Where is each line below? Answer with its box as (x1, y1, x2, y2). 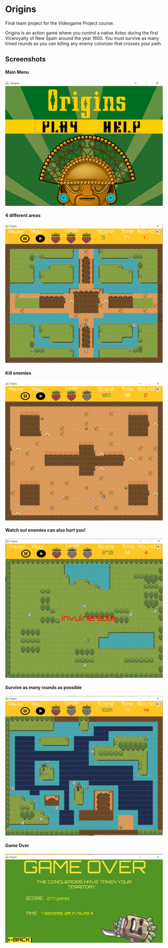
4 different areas (5, 212, 41, 219)
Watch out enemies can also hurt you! (5, 527, 86, 533)
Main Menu (5, 69, 29, 75)
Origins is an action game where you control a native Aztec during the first (5, 30, 158, 36)
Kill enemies (5, 370, 31, 376)
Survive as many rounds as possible (5, 685, 82, 691)
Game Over (5, 842, 29, 848)
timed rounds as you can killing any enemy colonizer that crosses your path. (5, 40, 162, 46)
